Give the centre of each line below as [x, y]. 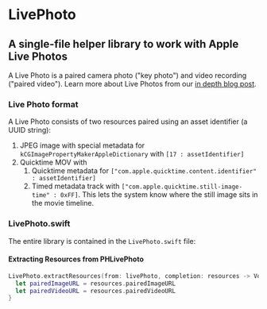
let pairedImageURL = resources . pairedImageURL [96, 284]
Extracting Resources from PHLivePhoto [76, 259]
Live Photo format [43, 104]
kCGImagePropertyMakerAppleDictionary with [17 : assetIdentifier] [132, 154]
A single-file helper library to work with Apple [124, 44]
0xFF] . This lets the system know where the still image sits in [159, 195]
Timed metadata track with [75, 186]
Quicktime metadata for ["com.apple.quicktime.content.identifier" [144, 171]
